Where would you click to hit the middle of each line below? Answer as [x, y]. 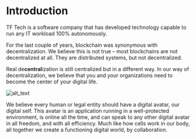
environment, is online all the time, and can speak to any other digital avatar [98, 117]
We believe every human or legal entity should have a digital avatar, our [93, 104]
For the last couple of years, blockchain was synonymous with [82, 45]
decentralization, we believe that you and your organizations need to [89, 75]
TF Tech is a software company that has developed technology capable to [97, 27]
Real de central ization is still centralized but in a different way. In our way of [98, 69]
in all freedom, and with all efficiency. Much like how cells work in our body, [98, 123]
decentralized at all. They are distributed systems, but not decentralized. [94, 57]
